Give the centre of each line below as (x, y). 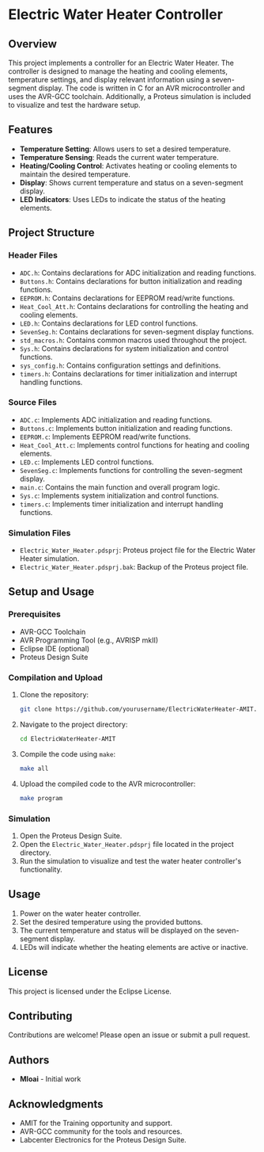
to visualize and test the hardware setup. (74, 105)
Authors (29, 1060)
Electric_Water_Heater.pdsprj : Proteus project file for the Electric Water (138, 550)
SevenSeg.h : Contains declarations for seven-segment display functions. (137, 331)
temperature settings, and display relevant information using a (109, 80)
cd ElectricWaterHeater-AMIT (68, 738)
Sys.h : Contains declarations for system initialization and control (124, 348)
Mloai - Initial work (50, 1079)
